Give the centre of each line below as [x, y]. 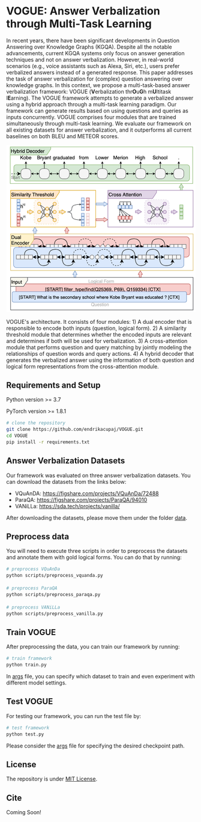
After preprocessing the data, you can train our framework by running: [93, 647]
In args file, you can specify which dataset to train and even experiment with [100, 677]
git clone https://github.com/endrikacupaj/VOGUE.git [75, 430]
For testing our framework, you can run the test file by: [74, 716]
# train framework [29, 659]
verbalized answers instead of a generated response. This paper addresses [100, 72]
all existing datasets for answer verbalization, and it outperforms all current [99, 130]
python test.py [25, 734]
